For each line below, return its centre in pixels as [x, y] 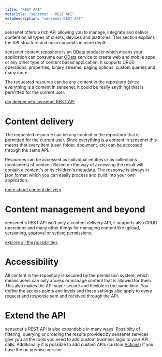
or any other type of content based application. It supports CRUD [70, 62]
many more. [17, 73]
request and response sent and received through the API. [62, 296]
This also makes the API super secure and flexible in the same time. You [77, 286]
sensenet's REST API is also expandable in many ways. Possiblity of [73, 329]
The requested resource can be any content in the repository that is [72, 135]
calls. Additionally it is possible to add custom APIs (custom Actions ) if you [79, 344]
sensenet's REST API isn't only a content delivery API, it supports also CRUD [81, 223]
